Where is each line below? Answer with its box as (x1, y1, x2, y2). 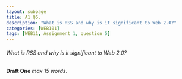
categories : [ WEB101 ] (6, 25, 60, 31)
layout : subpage (6, 8, 46, 15)
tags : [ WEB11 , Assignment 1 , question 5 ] (6, 31, 111, 37)
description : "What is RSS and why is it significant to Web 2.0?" (6, 20, 177, 26)
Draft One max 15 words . (6, 68, 68, 75)
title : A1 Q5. (6, 14, 42, 20)
